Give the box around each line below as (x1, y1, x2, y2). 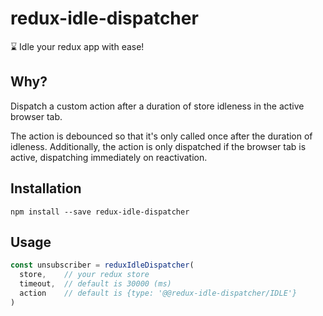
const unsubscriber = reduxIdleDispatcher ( (10, 260, 195, 271)
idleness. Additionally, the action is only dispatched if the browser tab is (10, 140, 307, 152)
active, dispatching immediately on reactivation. (10, 151, 208, 163)
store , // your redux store (19, 270, 150, 280)
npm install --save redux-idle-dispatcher (10, 207, 190, 217)
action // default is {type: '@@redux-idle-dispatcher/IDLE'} (19, 288, 298, 298)
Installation (10, 180, 82, 197)
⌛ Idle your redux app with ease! (10, 40, 145, 52)
